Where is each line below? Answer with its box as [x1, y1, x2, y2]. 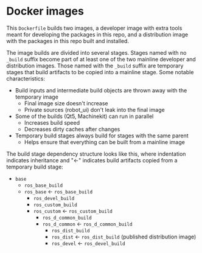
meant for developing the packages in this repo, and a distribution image [6, 30, 189, 38]
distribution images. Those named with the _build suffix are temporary [6, 62, 184, 69]
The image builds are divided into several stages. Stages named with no [6, 49, 187, 56]
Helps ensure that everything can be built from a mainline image [24, 138, 186, 145]
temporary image [15, 93, 59, 100]
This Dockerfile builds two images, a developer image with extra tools [6, 24, 183, 32]
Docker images [6, 4, 84, 18]
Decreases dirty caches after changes [24, 125, 120, 133]
